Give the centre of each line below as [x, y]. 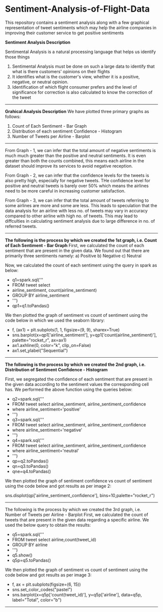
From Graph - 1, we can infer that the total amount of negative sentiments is [81, 150]
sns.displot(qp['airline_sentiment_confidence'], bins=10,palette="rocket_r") [80, 495]
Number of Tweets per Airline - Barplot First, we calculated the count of [77, 515]
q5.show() [22, 555]
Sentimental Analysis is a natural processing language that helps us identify [81, 52]
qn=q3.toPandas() [30, 466]
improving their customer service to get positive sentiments [65, 33]
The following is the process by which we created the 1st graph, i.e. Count [81, 240]
